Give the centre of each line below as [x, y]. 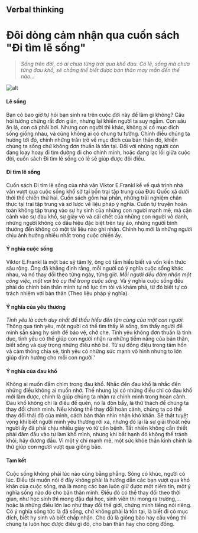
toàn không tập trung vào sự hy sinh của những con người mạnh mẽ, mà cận [99, 210]
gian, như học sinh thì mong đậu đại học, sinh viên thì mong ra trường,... [94, 499]
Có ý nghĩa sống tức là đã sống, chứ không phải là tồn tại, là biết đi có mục [97, 511]
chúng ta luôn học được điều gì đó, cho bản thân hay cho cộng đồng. [90, 524]
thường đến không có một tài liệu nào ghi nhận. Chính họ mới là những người [99, 229]
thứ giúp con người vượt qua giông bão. [54, 447]
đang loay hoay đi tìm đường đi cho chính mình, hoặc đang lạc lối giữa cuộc [98, 152]
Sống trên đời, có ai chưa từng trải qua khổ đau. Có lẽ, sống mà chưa [105, 64]
